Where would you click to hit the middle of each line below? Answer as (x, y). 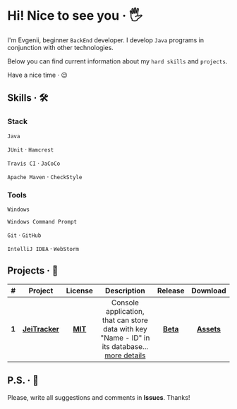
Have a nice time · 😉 (38, 75)
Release (171, 291)
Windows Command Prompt (42, 221)
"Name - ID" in (125, 338)
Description (125, 291)
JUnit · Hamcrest (31, 149)
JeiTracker (41, 329)
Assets (208, 329)
